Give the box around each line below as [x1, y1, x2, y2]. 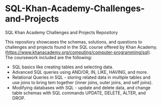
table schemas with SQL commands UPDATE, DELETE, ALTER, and [12, 90, 146, 96]
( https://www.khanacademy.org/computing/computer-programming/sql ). [5, 49, 151, 55]
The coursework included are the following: [5, 54, 92, 60]
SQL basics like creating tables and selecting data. [12, 64, 113, 70]
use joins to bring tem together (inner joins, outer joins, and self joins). [12, 79, 153, 85]
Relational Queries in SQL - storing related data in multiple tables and [12, 74, 151, 80]
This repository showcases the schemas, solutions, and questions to [5, 39, 143, 44]
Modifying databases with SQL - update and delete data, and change [12, 84, 151, 90]
